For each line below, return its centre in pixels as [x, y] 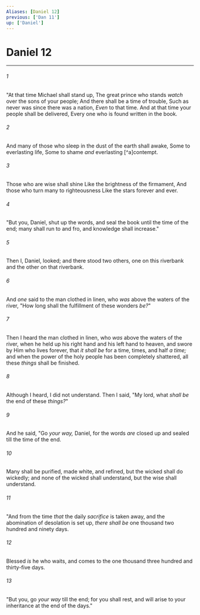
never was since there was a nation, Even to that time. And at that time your [99, 107]
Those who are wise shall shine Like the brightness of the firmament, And [96, 184]
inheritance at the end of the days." [49, 605]
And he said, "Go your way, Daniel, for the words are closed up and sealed [98, 433]
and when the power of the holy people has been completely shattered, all [97, 356]
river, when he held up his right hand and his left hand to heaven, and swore [99, 344]
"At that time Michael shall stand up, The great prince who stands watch [95, 95]
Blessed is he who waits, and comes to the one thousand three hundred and [99, 561]
